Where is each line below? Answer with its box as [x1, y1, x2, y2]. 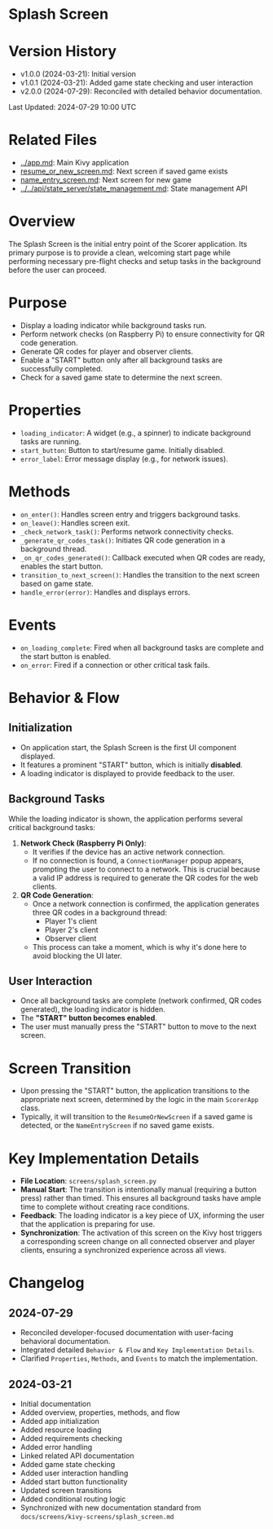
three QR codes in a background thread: [32, 907, 167, 917]
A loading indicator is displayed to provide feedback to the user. [20, 768, 235, 778]
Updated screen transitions [20, 1486, 112, 1496]
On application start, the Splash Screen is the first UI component [20, 742, 237, 752]
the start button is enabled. [20, 651, 112, 661]
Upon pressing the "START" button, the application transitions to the [20, 1086, 250, 1096]
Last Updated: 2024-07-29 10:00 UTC [8, 103, 137, 112]
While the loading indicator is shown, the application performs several [8, 814, 243, 824]
